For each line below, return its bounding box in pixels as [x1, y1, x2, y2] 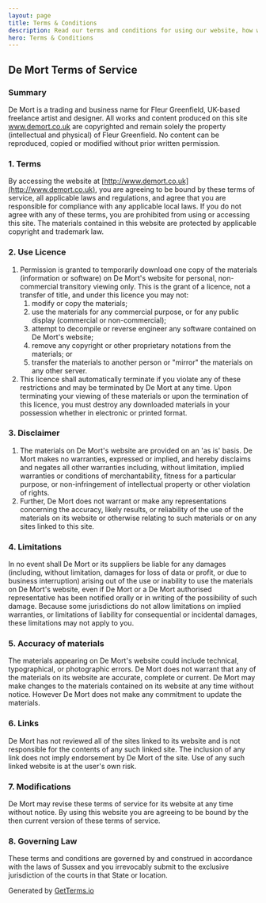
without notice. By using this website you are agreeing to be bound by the [8, 808, 249, 817]
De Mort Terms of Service [8, 63, 138, 76]
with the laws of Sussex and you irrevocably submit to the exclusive [8, 862, 230, 872]
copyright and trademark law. [8, 227, 104, 236]
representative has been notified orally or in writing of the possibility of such [8, 593, 257, 603]
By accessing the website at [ [8, 176, 104, 186]
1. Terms [8, 158, 42, 169]
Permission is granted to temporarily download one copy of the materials [19, 265, 258, 274]
